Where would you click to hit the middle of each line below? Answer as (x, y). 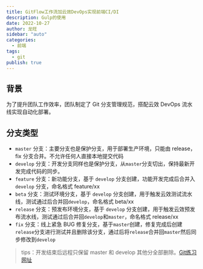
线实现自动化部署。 (30, 112)
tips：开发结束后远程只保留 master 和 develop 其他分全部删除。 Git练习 (109, 253)
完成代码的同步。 (42, 171)
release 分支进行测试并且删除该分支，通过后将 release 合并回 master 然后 (103, 232)
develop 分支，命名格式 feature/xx (57, 187)
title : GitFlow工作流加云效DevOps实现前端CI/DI (63, 12)
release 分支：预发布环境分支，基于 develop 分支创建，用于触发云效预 (102, 209)
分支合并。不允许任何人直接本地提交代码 (73, 156)
